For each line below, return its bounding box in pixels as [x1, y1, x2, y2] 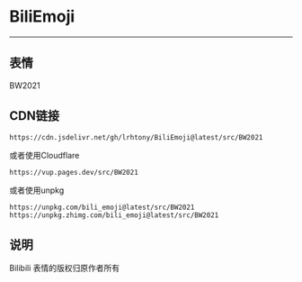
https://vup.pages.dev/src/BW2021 [9, 168, 139, 177]
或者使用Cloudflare [9, 150, 80, 160]
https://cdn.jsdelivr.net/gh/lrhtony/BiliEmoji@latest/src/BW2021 [9, 132, 263, 141]
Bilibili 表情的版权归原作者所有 [9, 263, 120, 274]
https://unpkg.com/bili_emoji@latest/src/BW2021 [9, 203, 195, 212]
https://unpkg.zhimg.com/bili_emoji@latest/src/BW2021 [9, 210, 219, 220]
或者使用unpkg [9, 185, 65, 196]
